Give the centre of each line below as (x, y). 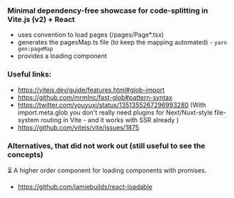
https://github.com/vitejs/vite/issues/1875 (78, 127)
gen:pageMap (35, 49)
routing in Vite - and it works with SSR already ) (110, 120)
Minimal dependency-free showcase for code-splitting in (108, 11)
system (28, 120)
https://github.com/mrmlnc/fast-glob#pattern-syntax (95, 97)
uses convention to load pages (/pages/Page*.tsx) (91, 35)
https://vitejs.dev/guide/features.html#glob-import (91, 90)
